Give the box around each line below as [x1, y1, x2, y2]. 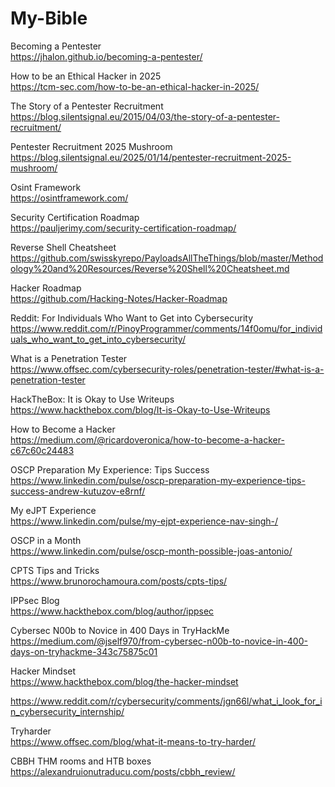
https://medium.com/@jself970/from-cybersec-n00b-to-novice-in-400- [10, 635, 308, 647]
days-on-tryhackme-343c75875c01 [10, 645, 158, 657]
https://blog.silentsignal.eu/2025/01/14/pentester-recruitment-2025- [10, 151, 292, 163]
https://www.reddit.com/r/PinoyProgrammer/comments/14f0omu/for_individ [10, 322, 323, 334]
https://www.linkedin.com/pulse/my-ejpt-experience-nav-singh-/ [10, 515, 279, 527]
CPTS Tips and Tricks [10, 564, 100, 576]
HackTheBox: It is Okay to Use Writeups [10, 393, 175, 405]
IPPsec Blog [10, 594, 60, 606]
